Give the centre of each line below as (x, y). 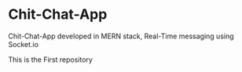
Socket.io (24, 44)
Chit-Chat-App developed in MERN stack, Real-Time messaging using (121, 36)
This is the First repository (50, 59)
